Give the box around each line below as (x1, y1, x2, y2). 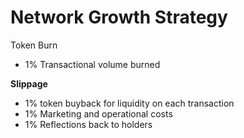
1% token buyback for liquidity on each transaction (24, 97, 235, 109)
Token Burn (10, 39, 58, 51)
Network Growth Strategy (10, 6, 228, 29)
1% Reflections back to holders (24, 118, 153, 130)
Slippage (10, 77, 48, 90)
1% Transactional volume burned (24, 58, 161, 70)
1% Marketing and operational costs (24, 107, 173, 120)
